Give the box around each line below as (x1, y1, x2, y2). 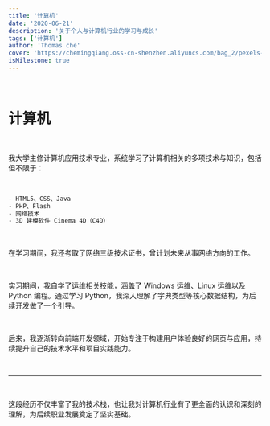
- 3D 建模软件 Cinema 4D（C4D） (8, 217, 110, 225)
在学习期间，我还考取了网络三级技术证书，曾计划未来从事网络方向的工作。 (8, 248, 255, 258)
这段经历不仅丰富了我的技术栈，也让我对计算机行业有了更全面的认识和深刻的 (8, 399, 262, 409)
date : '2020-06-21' (8, 19, 74, 27)
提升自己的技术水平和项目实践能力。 (14, 343, 135, 354)
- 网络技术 (8, 210, 40, 218)
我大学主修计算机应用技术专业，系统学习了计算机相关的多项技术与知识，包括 (8, 153, 262, 162)
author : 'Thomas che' (8, 42, 81, 50)
